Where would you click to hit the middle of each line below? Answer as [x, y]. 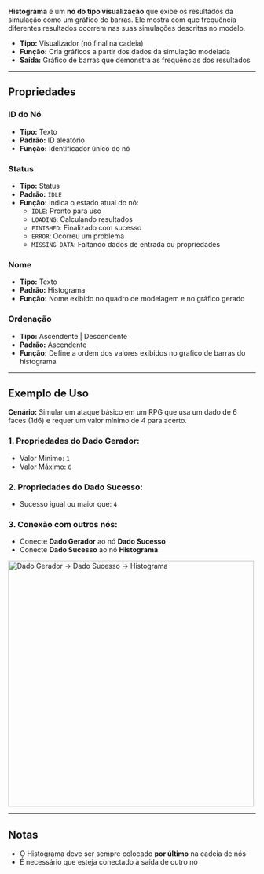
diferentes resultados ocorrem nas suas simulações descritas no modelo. [127, 28]
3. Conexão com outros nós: [63, 524]
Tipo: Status [40, 186]
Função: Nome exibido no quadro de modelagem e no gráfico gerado [132, 299]
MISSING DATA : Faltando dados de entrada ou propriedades [126, 244]
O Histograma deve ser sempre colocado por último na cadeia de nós [132, 854]
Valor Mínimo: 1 [45, 458]
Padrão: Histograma [52, 290]
